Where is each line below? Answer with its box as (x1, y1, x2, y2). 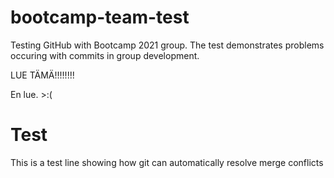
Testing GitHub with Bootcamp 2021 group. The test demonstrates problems (10, 39, 325, 51)
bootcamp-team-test (10, 6, 190, 29)
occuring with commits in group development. (10, 49, 200, 61)
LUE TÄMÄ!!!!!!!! (10, 69, 75, 81)
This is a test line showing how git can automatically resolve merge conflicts (10, 156, 324, 168)
